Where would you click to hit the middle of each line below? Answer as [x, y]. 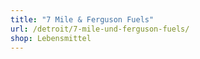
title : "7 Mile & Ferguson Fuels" [82, 19]
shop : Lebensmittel [51, 38]
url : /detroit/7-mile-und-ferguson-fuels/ [100, 29]
